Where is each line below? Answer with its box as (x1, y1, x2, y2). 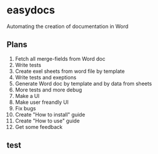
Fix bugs (15, 104, 36, 111)
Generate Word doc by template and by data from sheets (15, 80, 152, 87)
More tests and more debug (15, 86, 82, 93)
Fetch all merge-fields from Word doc (15, 55, 106, 62)
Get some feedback (15, 123, 63, 130)
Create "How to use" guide (15, 117, 80, 124)
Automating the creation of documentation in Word (6, 23, 129, 30)
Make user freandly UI (15, 99, 69, 106)
